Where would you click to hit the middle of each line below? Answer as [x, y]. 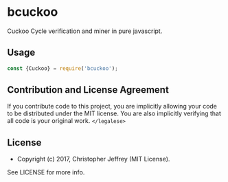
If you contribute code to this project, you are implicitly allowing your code [112, 106]
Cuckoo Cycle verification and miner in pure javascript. [85, 31]
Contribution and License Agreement [88, 90]
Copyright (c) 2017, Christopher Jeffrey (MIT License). [93, 159]
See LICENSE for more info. [46, 172]
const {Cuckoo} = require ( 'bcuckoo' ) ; [62, 68]
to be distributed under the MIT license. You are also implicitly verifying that [114, 113]
